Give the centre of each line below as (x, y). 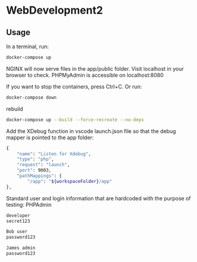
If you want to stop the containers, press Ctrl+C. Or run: (74, 86)
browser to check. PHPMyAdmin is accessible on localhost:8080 (85, 75)
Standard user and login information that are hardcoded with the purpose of (98, 198)
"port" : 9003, (34, 171)
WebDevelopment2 (55, 10)
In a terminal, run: (28, 46)
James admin (21, 248)
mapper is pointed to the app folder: (50, 137)
